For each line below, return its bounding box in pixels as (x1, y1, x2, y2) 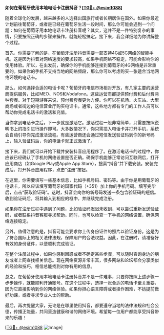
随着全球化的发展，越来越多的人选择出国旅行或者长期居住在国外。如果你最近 (5, 15, 159, 21)
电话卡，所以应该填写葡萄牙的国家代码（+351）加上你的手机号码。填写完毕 (5, 183, 156, 189)
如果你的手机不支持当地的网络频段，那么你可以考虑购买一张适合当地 (18, 68, 155, 74)
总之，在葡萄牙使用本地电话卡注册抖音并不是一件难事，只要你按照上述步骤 (5, 274, 155, 279)
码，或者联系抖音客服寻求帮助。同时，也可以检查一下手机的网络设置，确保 (5, 212, 155, 218)
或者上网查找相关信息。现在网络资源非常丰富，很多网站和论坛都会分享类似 (9, 257, 159, 263)
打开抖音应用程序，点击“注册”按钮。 (18, 167, 90, 173)
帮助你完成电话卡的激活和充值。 (5, 110, 69, 115)
